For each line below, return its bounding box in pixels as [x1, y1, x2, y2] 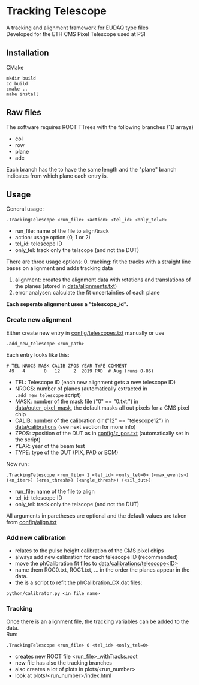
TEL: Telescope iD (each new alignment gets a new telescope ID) [14, 378, 176, 386]
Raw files [6, 107, 41, 118]
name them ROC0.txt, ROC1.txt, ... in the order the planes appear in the [14, 566, 190, 573]
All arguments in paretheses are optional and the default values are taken [6, 512, 187, 519]
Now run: [6, 460, 29, 467]
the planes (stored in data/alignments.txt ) [14, 283, 117, 290]
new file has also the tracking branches [14, 659, 113, 666]
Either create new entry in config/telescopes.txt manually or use [6, 329, 165, 337]
